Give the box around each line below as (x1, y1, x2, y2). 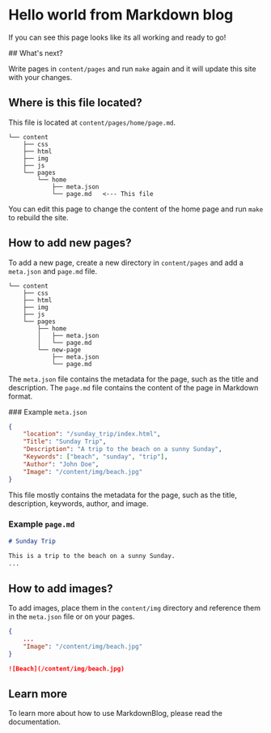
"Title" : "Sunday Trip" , (23, 437, 107, 446)
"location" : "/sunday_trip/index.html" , (23, 430, 161, 438)
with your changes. (8, 72, 73, 82)
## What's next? (8, 48, 63, 58)
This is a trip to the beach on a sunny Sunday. (8, 552, 176, 560)
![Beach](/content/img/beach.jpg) (8, 664, 125, 673)
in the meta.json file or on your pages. (8, 612, 135, 621)
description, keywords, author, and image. (8, 498, 149, 508)
